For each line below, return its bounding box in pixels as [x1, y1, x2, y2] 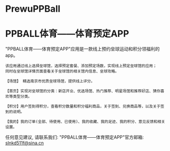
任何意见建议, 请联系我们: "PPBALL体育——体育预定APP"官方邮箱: [5, 134, 144, 140]
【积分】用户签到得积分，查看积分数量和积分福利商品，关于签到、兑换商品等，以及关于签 [5, 104, 164, 109]
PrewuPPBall [5, 3, 61, 15]
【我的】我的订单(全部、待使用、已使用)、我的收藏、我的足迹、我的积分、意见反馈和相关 [5, 119, 165, 124]
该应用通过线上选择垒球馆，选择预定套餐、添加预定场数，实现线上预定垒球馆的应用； [5, 63, 157, 69]
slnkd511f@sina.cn [5, 140, 44, 146]
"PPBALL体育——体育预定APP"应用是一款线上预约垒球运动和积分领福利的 [5, 46, 160, 52]
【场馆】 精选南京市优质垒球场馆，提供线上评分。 [5, 79, 95, 84]
